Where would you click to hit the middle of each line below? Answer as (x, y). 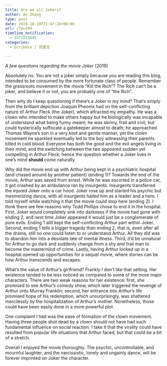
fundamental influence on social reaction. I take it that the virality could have (83, 327)
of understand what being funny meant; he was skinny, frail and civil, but (80, 122)
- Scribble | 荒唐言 (30, 47)
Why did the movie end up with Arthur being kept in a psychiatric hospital (81, 169)
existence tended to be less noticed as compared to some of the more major (83, 275)
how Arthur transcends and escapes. (43, 260)
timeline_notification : (30, 33)
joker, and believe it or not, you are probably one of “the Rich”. (69, 91)
